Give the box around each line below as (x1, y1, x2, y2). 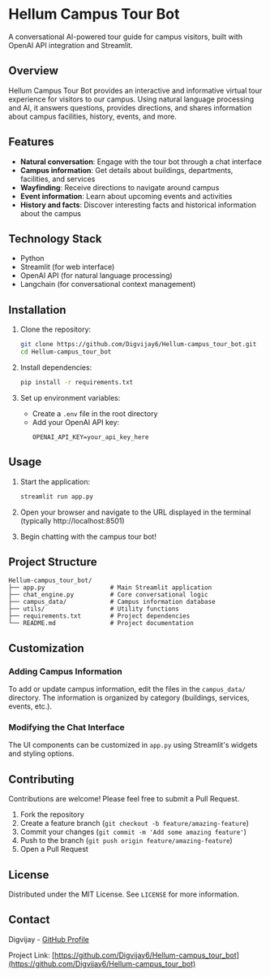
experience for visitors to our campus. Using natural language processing (8, 94, 255, 104)
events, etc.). (8, 701, 53, 711)
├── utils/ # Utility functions (8, 605, 180, 614)
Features (8, 135, 54, 149)
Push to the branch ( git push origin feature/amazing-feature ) (19, 836, 233, 845)
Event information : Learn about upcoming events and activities (19, 191, 233, 201)
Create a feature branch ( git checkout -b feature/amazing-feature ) (19, 819, 250, 828)
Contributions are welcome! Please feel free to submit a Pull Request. (8, 794, 240, 804)
